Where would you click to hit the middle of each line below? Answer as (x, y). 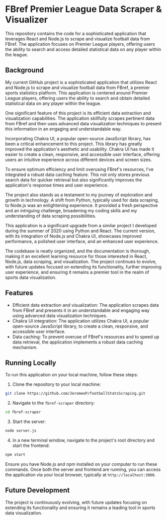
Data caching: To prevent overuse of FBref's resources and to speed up (86, 337)
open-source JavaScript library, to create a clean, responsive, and (80, 326)
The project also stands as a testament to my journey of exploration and (79, 194)
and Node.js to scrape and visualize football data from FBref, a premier (78, 87)
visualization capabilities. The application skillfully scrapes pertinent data (80, 118)
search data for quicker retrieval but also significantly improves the (74, 179)
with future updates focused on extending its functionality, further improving (83, 266)
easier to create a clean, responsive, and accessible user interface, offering (83, 154)
